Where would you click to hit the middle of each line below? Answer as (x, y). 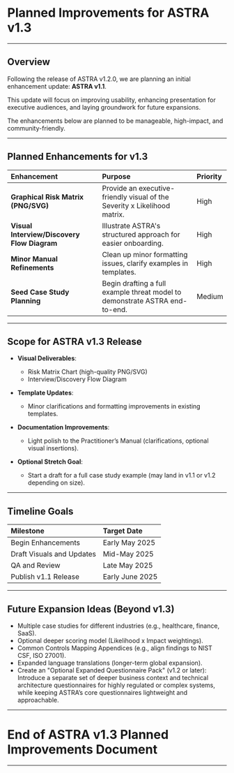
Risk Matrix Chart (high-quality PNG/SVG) (87, 372)
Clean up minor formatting (145, 254)
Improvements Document (83, 750)
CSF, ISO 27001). (41, 655)
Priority (209, 176)
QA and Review (36, 566)
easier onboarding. (133, 243)
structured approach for (141, 234)
